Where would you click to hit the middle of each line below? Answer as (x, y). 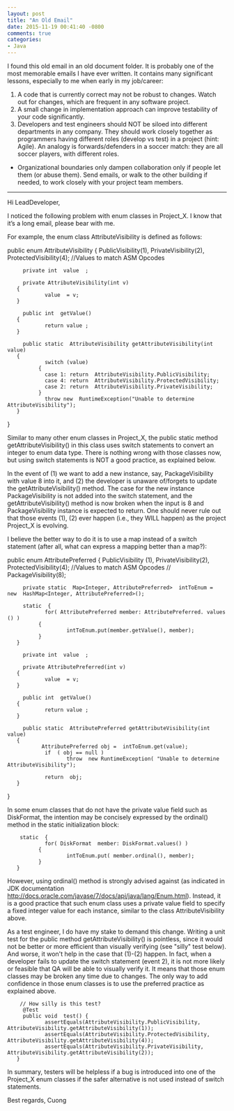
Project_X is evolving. (38, 525)
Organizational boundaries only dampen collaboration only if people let (119, 167)
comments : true (29, 33)
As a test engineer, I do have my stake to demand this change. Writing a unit (116, 931)
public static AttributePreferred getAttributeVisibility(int (116, 728)
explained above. (32, 991)
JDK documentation (36, 888)
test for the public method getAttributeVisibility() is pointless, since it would (115, 939)
